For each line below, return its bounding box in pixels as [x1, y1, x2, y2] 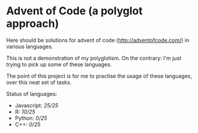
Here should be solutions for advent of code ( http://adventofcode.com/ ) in [6, 36, 190, 44]
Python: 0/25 [14, 115, 48, 122]
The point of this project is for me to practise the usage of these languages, [6, 72, 193, 79]
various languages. [6, 43, 53, 50]
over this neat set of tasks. [6, 79, 72, 86]
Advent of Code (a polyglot [6, 4, 143, 18]
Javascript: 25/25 [14, 101, 59, 109]
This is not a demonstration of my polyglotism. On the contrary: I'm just [6, 54, 181, 61]
